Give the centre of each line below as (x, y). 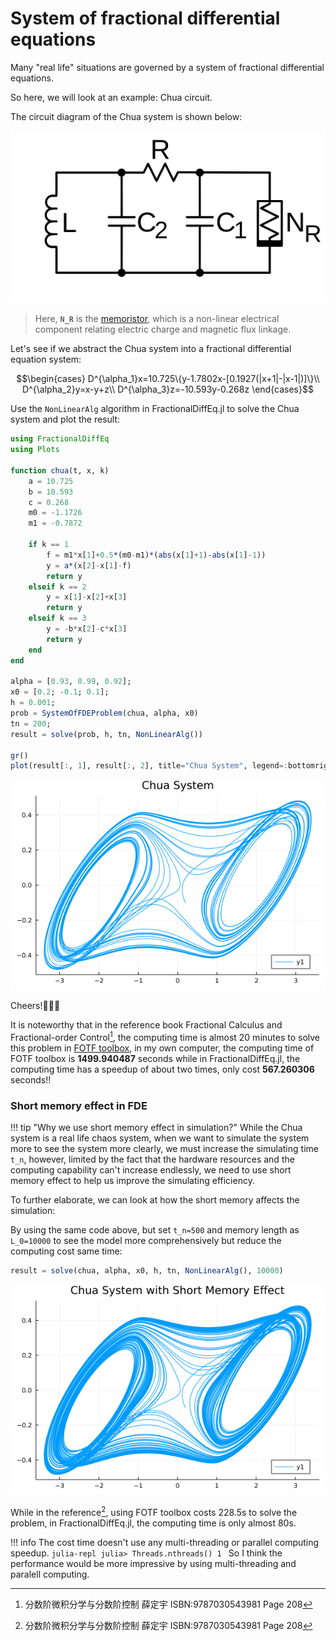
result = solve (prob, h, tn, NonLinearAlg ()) (106, 734)
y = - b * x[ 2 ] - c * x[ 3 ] (87, 629)
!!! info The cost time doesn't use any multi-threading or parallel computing (165, 1542)
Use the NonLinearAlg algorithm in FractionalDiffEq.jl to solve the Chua (155, 409)
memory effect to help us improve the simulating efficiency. (132, 1181)
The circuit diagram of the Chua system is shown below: (126, 116)
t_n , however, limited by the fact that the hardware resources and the (152, 1159)
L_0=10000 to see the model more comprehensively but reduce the (146, 1241)
